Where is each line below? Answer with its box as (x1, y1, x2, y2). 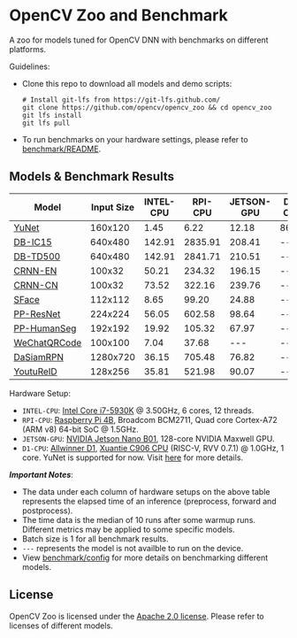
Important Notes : (9, 469, 73, 480)
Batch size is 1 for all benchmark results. (21, 533, 170, 544)
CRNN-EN (13, 265, 57, 277)
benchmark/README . (21, 143, 102, 154)
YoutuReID (13, 365, 57, 377)
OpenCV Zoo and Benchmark (9, 5, 228, 26)
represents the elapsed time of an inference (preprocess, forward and (21, 496, 277, 506)
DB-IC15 (13, 235, 53, 248)
